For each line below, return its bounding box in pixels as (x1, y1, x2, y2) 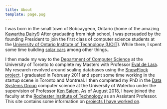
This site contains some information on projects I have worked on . (5, 98, 141, 104)
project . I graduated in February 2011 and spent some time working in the (5, 72, 156, 78)
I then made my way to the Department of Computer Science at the (5, 56, 143, 62)
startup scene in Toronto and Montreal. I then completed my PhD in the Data (5, 77, 162, 83)
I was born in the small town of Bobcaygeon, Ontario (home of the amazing (5, 25, 160, 31)
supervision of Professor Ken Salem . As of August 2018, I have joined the (5, 88, 156, 94)
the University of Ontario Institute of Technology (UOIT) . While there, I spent (5, 41, 162, 47)
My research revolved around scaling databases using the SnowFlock (5, 66, 149, 72)
